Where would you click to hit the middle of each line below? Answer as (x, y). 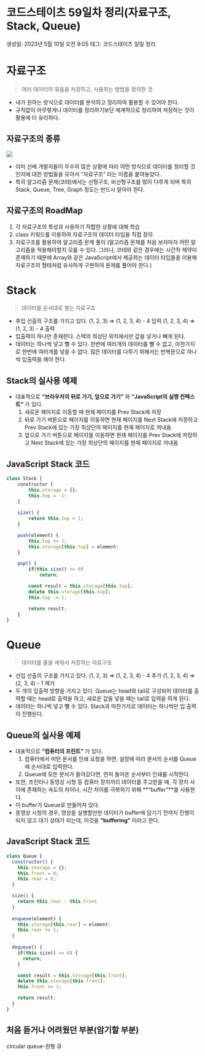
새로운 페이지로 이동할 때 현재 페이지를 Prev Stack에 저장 (93, 412)
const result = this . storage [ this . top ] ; (81, 586)
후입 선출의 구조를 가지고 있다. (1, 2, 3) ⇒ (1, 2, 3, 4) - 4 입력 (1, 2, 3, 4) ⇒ (105, 321)
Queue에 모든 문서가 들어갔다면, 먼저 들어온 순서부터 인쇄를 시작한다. (107, 774)
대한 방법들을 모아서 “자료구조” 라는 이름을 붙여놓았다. (96, 174)
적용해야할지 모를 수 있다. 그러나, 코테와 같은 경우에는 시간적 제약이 (117, 250)
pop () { (27, 564)
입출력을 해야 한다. (44, 360)
